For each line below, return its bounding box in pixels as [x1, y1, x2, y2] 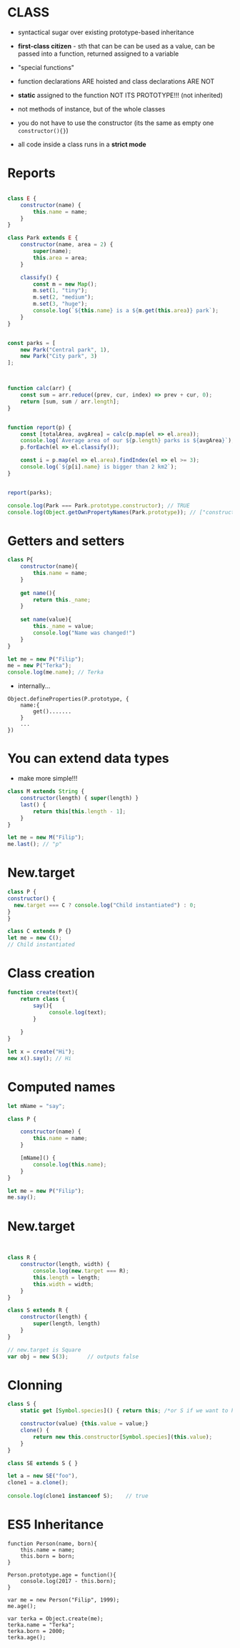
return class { [20, 995, 66, 1002]
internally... [17, 681, 51, 690]
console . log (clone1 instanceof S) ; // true [7, 1492, 149, 1500]
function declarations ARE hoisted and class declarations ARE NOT [17, 76, 215, 86]
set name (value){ [20, 616, 72, 624]
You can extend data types [7, 751, 169, 766]
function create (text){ [7, 989, 79, 996]
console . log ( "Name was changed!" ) [33, 629, 136, 636]
